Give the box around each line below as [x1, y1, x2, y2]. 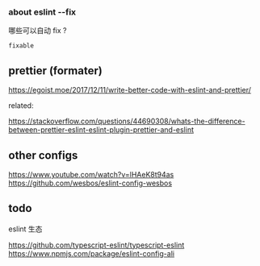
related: [8, 101, 34, 110]
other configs [8, 148, 78, 162]
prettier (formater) [8, 64, 103, 77]
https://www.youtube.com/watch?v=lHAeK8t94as [8, 169, 174, 179]
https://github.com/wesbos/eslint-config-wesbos [8, 178, 172, 188]
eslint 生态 [8, 224, 43, 234]
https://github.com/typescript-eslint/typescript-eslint [8, 240, 185, 250]
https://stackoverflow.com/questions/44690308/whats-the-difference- [8, 116, 245, 127]
